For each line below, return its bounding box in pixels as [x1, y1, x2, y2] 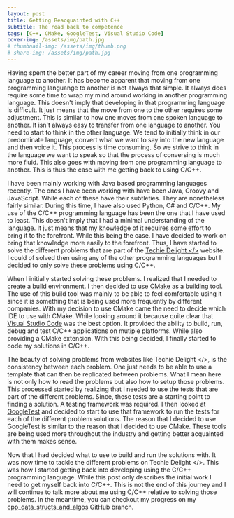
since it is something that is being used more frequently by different [7, 297, 203, 305]
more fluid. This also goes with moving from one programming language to [7, 158, 222, 166]
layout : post [7, 10, 45, 18]
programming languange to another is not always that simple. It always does [7, 83, 227, 92]
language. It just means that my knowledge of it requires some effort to [7, 224, 212, 232]
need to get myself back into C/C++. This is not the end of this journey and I [7, 480, 226, 489]
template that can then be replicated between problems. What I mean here [7, 369, 221, 379]
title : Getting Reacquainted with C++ [7, 17, 120, 24]
